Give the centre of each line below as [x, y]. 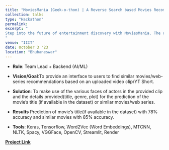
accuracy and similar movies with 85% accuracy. [63, 117]
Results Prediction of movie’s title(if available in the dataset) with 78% [85, 112]
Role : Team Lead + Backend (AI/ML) [50, 66]
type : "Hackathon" [24, 19]
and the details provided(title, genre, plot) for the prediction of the [81, 97]
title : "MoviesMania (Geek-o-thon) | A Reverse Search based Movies [78, 10]
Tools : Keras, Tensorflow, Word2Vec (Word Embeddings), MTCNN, [82, 127]
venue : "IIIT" [20, 43]
